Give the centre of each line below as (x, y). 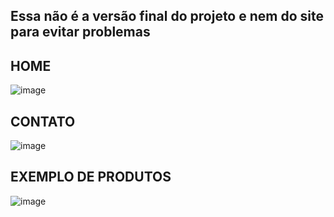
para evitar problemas (80, 32)
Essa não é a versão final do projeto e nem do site (167, 16)
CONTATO (43, 121)
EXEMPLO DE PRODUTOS (91, 177)
